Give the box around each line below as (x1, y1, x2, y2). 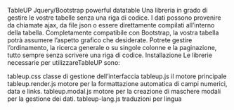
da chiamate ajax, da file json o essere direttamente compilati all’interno (7, 21, 215, 29)
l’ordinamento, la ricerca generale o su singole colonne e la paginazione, (7, 44, 217, 51)
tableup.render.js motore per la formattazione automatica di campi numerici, (7, 80, 228, 87)
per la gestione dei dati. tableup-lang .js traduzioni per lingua (7, 94, 182, 103)
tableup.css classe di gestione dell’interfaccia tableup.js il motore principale (7, 72, 227, 80)
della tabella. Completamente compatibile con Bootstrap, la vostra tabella (7, 28, 219, 37)
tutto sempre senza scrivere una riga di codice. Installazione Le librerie (7, 51, 213, 59)
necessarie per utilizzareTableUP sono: (7, 59, 121, 66)
